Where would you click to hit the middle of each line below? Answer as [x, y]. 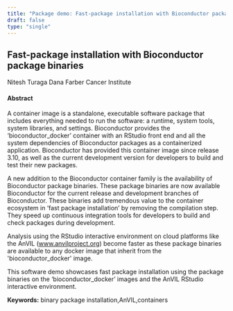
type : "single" [29, 26]
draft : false [26, 20]
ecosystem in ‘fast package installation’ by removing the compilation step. [113, 208]
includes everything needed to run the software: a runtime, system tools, [111, 121]
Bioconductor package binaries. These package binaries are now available [114, 186]
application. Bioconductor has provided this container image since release [113, 151]
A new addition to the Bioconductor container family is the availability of [110, 178]
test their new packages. [42, 165]
